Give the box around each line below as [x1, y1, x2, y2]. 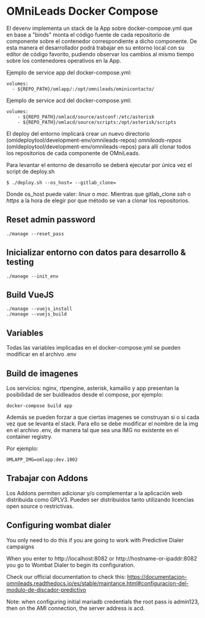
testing [6, 257, 34, 267]
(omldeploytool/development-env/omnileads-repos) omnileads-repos [6, 136, 182, 144]
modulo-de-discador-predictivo [6, 586, 87, 594]
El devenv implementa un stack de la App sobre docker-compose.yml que [6, 24, 193, 32]
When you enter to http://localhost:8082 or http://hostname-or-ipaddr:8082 [6, 554, 198, 562]
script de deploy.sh [6, 167, 55, 175]
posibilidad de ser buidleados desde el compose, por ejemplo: [6, 391, 163, 398]
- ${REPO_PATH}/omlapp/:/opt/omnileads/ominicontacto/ [12, 86, 155, 92]
